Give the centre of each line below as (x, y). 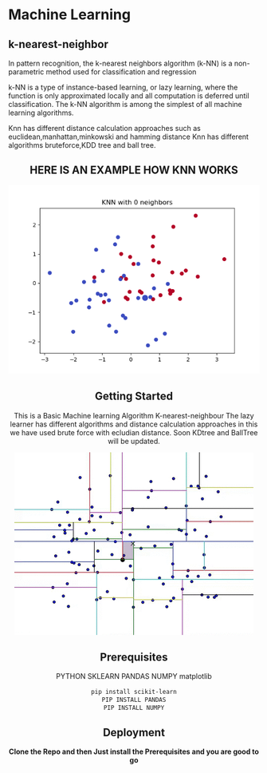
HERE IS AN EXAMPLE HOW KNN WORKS (134, 170)
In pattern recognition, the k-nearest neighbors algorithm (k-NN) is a (120, 63)
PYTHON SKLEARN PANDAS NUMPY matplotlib (134, 676)
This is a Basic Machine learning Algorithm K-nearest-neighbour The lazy (134, 415)
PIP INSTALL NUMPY (134, 708)
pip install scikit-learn (134, 692)
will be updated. (134, 441)
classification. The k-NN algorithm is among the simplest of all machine (126, 104)
